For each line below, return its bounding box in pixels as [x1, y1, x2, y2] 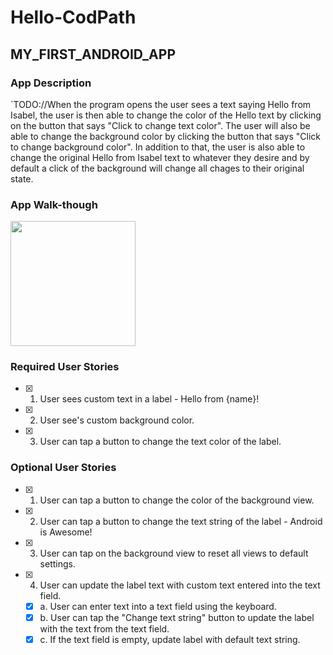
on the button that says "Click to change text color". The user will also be [10, 119, 311, 131]
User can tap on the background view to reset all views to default [39, 547, 309, 559]
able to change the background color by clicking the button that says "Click [10, 130, 322, 142]
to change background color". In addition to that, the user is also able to [10, 141, 306, 153]
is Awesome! [39, 526, 93, 538]
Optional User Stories [10, 461, 117, 475]
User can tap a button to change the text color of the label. [39, 436, 282, 448]
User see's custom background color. [39, 414, 195, 426]
